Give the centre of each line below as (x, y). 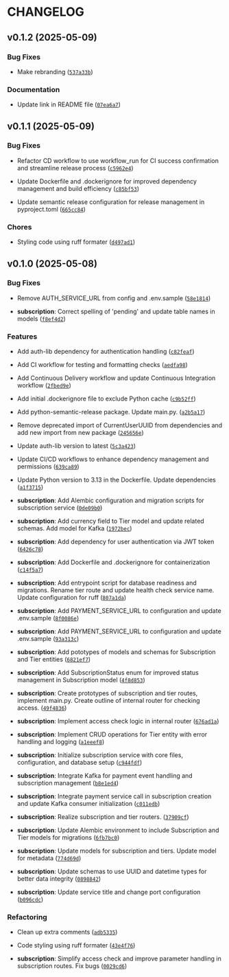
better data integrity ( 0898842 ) (59, 879)
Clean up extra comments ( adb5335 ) (67, 932)
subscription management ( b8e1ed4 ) (68, 783)
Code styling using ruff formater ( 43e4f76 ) (76, 945)
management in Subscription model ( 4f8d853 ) (81, 680)
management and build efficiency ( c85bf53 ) (78, 188)
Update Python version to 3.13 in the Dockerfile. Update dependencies (116, 480)
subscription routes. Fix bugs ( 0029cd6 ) (72, 966)
